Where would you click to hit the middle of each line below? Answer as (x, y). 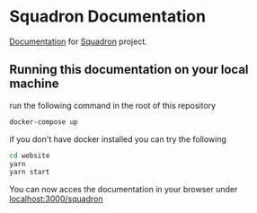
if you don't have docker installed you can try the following (118, 139)
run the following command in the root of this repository (113, 105)
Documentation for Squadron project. (79, 41)
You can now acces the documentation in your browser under (124, 190)
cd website (30, 155)
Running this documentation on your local (129, 70)
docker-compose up (44, 122)
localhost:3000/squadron (56, 199)
